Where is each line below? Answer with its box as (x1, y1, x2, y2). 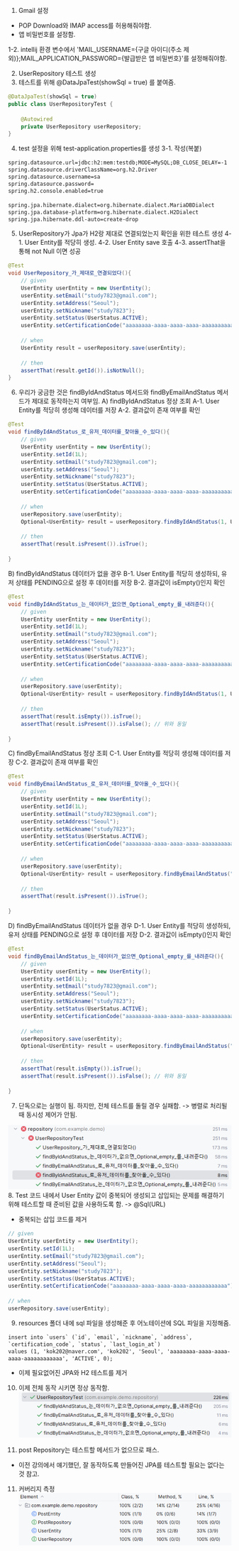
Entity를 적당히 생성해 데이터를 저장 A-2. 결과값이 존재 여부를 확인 (18, 406, 201, 414)
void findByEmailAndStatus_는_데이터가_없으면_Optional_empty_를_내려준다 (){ (8, 953, 224, 960)
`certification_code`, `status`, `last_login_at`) (8, 1340, 161, 1348)
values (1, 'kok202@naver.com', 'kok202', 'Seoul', (8, 1347, 164, 1355)
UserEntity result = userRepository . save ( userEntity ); (21, 344, 187, 351)
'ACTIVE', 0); (71, 1354, 113, 1362)
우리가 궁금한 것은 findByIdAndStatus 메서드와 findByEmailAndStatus (18, 388, 216, 397)
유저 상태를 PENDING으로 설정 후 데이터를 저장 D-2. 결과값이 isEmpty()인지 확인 (8, 930, 231, 939)
